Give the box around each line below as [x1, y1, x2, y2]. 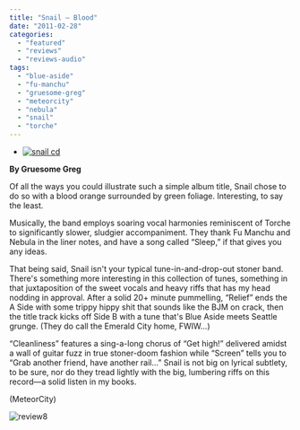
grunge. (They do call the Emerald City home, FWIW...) [9, 320, 210, 331]
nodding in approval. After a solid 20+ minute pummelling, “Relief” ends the [9, 293, 288, 303]
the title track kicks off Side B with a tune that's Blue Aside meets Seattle [9, 312, 278, 321]
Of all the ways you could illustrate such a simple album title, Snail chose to [9, 181, 287, 191]
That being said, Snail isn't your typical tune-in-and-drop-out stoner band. [9, 264, 284, 274]
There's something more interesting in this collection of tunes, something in [9, 273, 288, 284]
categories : [9, 30, 54, 39]
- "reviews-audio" [17, 55, 87, 64]
